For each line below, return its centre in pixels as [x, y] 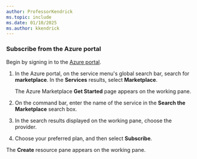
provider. [26, 127]
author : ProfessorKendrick [39, 12]
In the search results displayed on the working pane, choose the [93, 120]
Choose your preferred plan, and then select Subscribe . [83, 138]
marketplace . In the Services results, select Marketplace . [86, 79]
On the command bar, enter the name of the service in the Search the [100, 103]
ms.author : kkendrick [33, 28]
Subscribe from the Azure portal [54, 49]
